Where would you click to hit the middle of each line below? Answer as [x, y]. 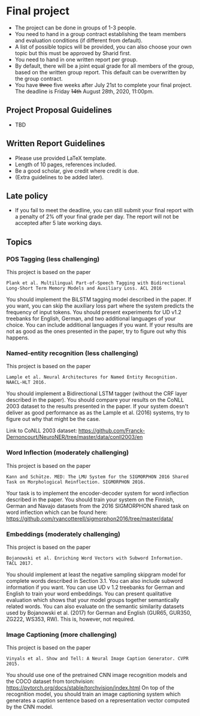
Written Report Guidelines [56, 144]
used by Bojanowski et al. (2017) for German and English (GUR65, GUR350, [99, 612]
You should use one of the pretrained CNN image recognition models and [97, 675]
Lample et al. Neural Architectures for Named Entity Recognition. [92, 377]
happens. [18, 338]
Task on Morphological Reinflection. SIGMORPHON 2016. [76, 482]
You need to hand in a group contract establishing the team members [100, 34]
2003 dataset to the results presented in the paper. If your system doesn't [97, 407]
